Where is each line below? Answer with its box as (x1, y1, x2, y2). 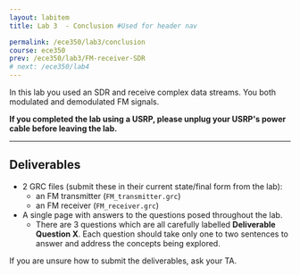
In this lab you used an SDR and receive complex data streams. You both (9, 87, 277, 97)
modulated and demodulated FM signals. (9, 96, 160, 107)
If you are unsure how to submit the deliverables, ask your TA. (9, 255, 237, 266)
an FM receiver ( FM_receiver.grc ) (35, 200, 159, 211)
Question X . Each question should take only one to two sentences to (35, 229, 288, 239)
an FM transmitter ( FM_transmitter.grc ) (35, 190, 181, 201)
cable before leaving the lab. (9, 123, 118, 134)
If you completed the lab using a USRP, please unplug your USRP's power (9, 113, 287, 124)
